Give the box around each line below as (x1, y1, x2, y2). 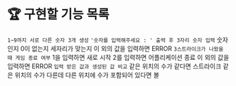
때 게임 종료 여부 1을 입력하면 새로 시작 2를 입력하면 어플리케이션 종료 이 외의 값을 (7, 53, 230, 61)
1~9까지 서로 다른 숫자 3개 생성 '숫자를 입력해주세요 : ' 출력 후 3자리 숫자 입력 (7, 37, 216, 44)
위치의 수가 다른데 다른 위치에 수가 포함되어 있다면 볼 (14, 70, 160, 79)
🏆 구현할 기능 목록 (7, 6, 110, 23)
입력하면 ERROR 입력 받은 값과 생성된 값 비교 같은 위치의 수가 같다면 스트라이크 (7, 61, 222, 70)
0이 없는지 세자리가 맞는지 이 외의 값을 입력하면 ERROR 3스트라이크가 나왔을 (20, 44, 224, 53)
